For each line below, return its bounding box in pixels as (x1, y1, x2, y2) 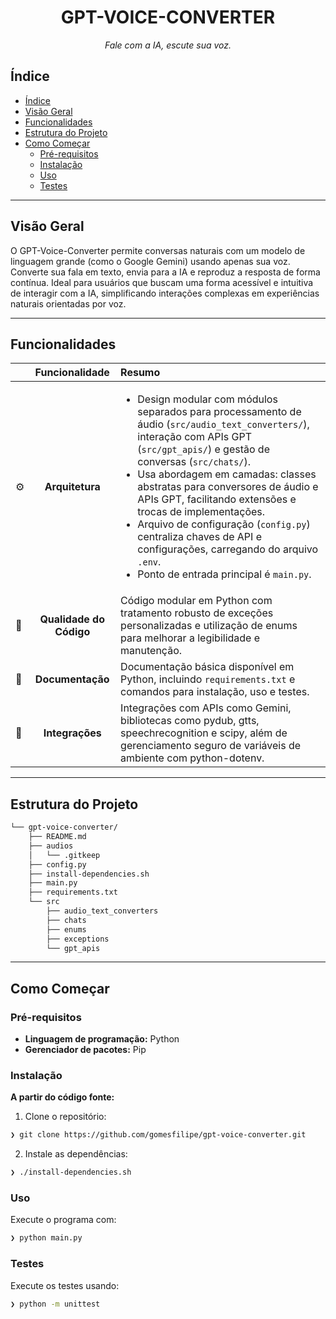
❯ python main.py (10, 1233, 83, 1243)
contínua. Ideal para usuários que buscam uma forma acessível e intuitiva (10, 276, 314, 288)
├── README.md (28, 832, 87, 842)
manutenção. (120, 644, 183, 658)
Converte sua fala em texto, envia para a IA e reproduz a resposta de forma (10, 266, 321, 278)
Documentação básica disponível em (120, 660, 295, 674)
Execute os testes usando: (10, 1279, 120, 1291)
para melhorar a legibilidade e (120, 631, 261, 645)
